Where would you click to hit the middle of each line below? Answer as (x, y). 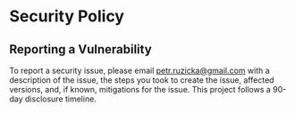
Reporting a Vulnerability (80, 49)
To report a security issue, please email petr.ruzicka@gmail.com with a (139, 70)
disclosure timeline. (61, 99)
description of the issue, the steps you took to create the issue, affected (142, 80)
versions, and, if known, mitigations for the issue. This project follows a (140, 89)
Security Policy (67, 16)
